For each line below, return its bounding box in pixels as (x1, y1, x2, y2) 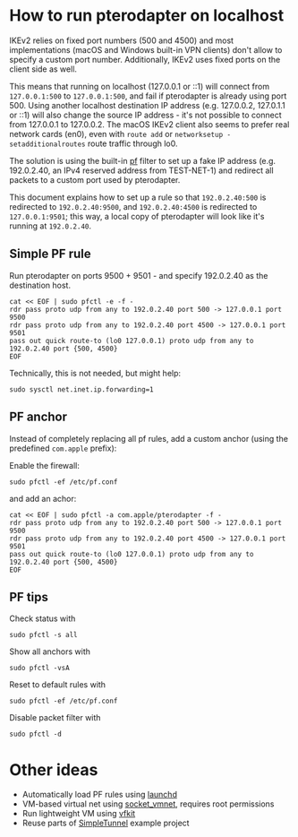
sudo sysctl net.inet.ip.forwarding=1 (9, 384, 154, 394)
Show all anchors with (9, 646, 91, 657)
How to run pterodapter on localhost (9, 5, 285, 26)
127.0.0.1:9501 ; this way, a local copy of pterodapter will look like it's (9, 211, 265, 221)
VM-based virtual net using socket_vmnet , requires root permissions (21, 798, 275, 809)
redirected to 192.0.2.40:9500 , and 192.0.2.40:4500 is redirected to (9, 201, 258, 211)
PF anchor (9, 410, 68, 425)
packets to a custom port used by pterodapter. (9, 174, 181, 185)
